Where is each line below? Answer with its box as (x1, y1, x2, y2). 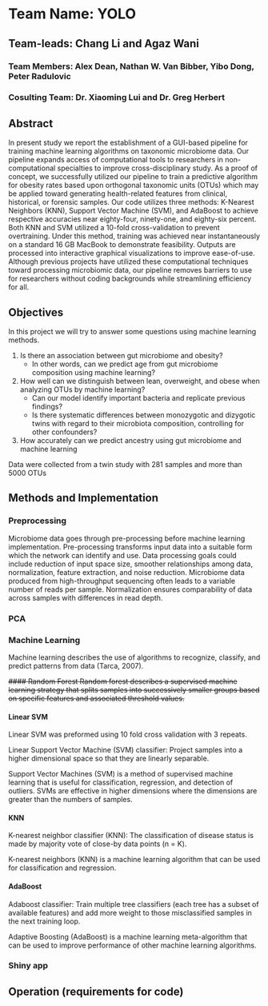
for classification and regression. (8, 863, 117, 872)
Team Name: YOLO (8, 5, 137, 23)
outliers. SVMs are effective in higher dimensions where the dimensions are (8, 786, 258, 796)
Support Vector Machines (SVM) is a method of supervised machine (8, 769, 234, 779)
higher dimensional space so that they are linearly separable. (8, 753, 210, 764)
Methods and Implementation (8, 491, 158, 505)
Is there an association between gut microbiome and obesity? (19, 351, 223, 361)
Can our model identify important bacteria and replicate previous (31, 393, 246, 403)
